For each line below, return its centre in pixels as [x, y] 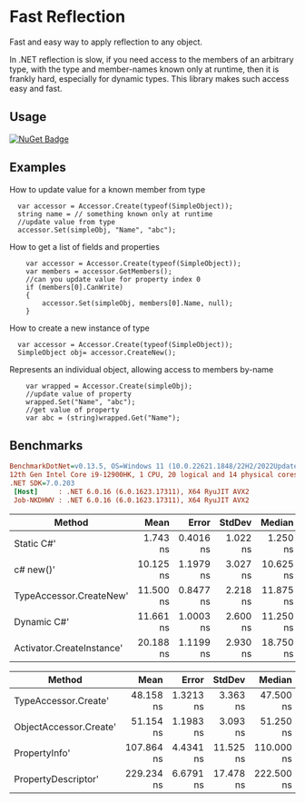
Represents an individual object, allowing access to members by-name [142, 369]
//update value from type [67, 222]
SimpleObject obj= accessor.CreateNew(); [97, 352]
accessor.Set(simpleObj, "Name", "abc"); [97, 230]
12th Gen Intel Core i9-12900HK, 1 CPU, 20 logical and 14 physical [142, 475]
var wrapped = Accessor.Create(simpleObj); [109, 386]
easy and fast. [36, 88]
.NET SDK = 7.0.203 [42, 483]
